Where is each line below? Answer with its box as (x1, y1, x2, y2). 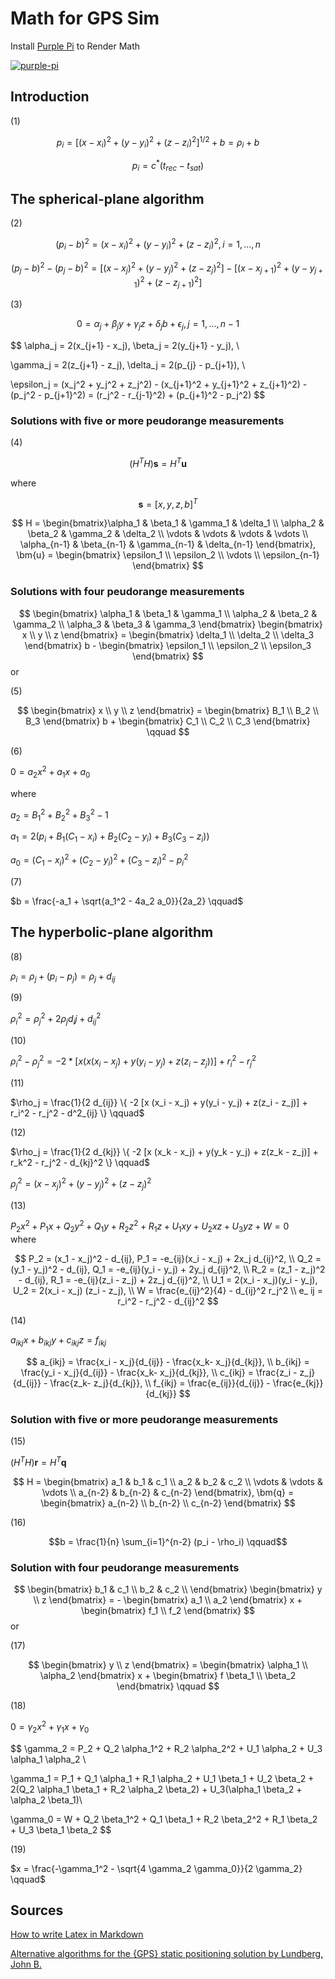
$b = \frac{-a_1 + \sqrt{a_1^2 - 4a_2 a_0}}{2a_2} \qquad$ (10, 895, 244, 907)
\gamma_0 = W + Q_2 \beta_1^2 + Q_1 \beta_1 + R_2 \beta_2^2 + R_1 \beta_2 (10, 1813, 318, 1825)
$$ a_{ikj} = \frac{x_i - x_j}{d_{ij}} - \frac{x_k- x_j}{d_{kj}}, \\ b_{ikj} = (26, 1355, 310, 1367)
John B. (10, 1958, 43, 1971)
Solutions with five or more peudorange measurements (10, 413, 285, 427)
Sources (10, 1902, 64, 1919)
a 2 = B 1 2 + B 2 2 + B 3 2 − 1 (10, 807, 109, 823)
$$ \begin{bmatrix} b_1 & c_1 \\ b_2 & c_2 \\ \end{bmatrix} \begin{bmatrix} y (13, 1583, 323, 1596)
